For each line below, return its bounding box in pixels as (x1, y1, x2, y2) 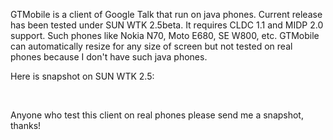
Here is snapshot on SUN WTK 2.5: (10, 70, 155, 82)
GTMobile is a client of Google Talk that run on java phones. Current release (10, 9, 323, 20)
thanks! (10, 120, 42, 131)
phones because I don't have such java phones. (10, 51, 208, 63)
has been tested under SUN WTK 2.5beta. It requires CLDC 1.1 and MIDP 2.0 (10, 19, 324, 31)
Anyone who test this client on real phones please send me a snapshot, (10, 109, 304, 121)
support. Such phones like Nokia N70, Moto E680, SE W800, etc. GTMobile (10, 30, 320, 41)
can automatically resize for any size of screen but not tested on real (10, 40, 293, 52)
